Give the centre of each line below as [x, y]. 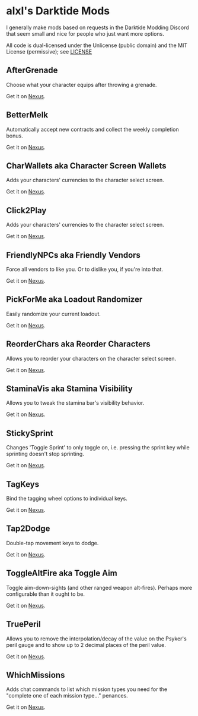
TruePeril [23, 624]
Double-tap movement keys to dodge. [52, 543]
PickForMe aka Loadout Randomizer [74, 300]
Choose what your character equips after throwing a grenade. [82, 85]
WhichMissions [36, 675]
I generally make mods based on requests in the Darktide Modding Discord [98, 27]
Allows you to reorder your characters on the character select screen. [91, 358]
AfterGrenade [32, 71]
